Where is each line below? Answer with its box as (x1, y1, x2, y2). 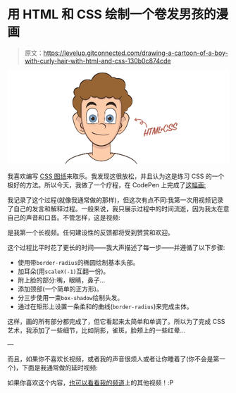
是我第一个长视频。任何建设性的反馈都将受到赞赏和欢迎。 (7, 228, 174, 237)
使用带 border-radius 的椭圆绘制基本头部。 (17, 258, 139, 266)
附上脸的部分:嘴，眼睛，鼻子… (17, 275, 106, 284)
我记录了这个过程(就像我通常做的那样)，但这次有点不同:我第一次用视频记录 (7, 195, 224, 204)
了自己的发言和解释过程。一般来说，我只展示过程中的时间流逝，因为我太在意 (7, 204, 230, 213)
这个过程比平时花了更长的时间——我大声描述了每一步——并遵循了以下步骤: (7, 243, 225, 251)
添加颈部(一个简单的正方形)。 (17, 285, 104, 293)
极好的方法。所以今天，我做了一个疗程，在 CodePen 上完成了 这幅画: (7, 180, 206, 189)
